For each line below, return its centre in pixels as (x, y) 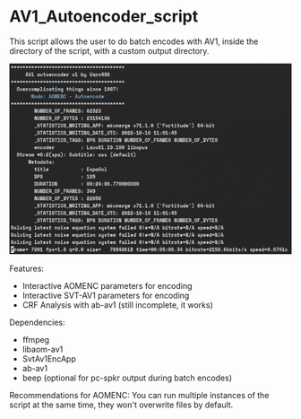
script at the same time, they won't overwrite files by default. (121, 405)
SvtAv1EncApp (49, 359)
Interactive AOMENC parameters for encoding (107, 286)
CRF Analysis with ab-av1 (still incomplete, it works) (117, 305)
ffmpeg (36, 340)
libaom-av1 (43, 349)
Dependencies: (37, 323)
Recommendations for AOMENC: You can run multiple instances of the (139, 396)
